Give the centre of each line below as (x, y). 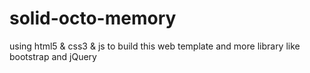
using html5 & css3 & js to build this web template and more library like (155, 46)
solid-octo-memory (93, 18)
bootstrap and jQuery (53, 56)
